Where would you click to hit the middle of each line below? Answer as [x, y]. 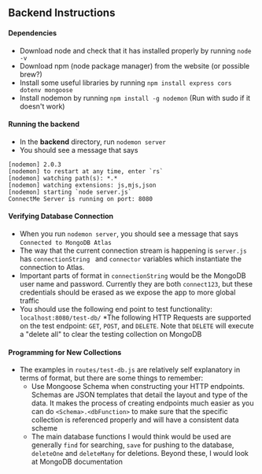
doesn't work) [42, 106]
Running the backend [44, 124]
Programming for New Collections [65, 352]
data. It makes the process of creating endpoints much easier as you [142, 403]
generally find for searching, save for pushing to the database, [133, 445]
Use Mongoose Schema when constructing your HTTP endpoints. [138, 387]
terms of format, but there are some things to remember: [111, 378]
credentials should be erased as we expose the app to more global [127, 292]
